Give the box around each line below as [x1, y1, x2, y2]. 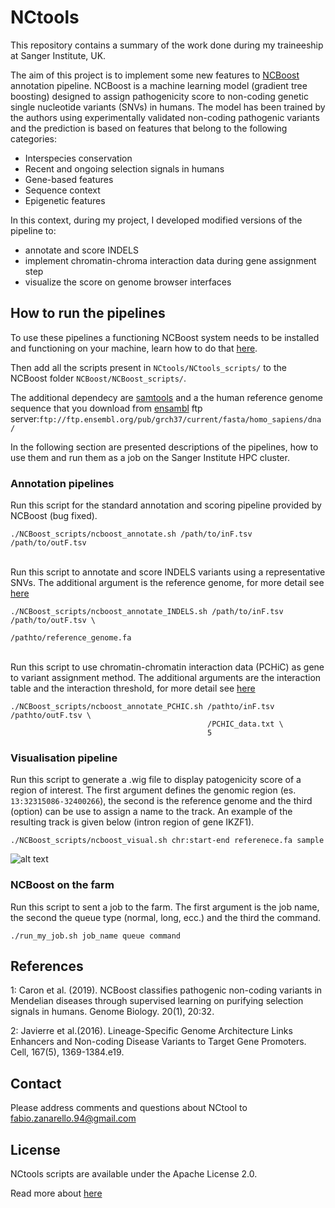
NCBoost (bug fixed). [10, 510, 98, 522]
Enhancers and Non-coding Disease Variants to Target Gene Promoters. [10, 1036, 307, 1048]
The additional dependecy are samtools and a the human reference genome [10, 391, 323, 403]
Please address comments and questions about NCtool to [10, 1102, 248, 1114]
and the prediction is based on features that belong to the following [10, 122, 288, 134]
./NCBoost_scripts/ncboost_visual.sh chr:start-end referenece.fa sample [10, 836, 325, 846]
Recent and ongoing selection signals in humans [24, 162, 225, 175]
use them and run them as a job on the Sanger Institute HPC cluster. [10, 451, 290, 463]
